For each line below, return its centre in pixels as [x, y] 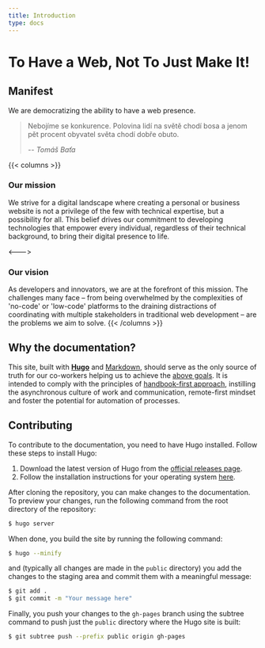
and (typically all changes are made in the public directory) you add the [125, 568]
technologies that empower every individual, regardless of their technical [127, 227]
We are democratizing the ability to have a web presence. [102, 110]
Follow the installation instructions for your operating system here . [127, 477]
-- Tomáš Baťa [51, 149]
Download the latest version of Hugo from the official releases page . [131, 468]
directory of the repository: [52, 509]
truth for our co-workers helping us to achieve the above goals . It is [118, 375]
